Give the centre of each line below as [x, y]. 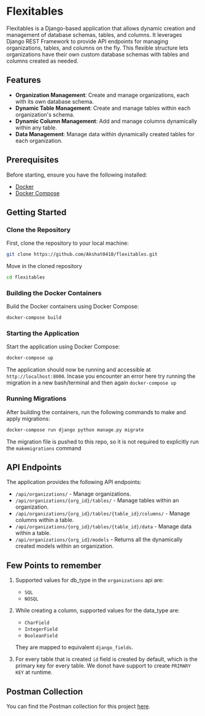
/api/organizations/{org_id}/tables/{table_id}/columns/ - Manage [102, 514]
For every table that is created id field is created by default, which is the [106, 659]
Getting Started [37, 212]
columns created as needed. [42, 61]
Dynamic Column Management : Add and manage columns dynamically [106, 121]
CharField [37, 623]
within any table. [36, 128]
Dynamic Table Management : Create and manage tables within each [103, 108]
